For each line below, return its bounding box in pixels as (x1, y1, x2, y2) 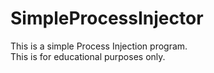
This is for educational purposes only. (10, 50, 166, 62)
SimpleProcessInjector (10, 7, 204, 30)
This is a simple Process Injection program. (10, 40, 188, 52)
